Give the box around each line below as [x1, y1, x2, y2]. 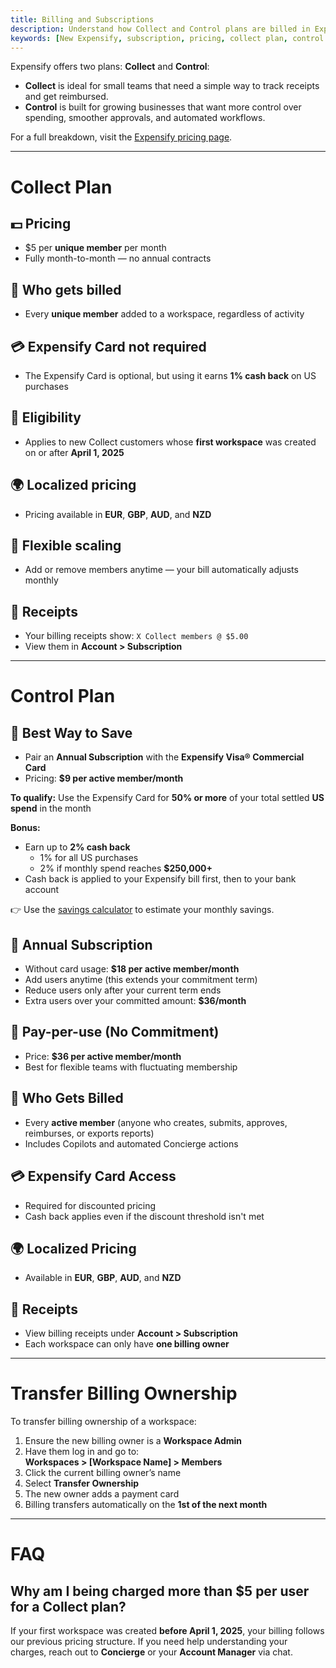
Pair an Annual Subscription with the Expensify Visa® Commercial [24, 751, 305, 763]
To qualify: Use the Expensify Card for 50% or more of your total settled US [10, 792, 325, 804]
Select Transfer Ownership [24, 1477, 140, 1490]
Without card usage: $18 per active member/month [24, 963, 240, 975]
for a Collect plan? [10, 1598, 127, 1615]
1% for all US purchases [39, 852, 139, 864]
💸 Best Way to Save [10, 724, 133, 741]
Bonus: [10, 822, 41, 834]
